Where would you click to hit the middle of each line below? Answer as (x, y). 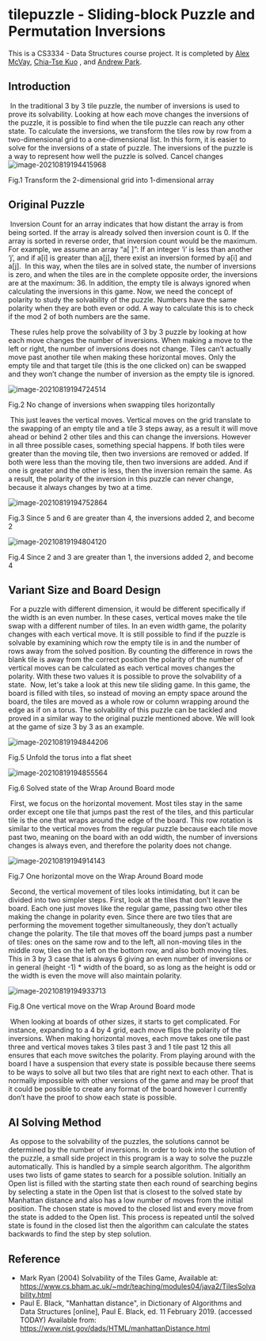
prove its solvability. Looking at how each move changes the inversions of (129, 114)
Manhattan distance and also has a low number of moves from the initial (126, 1200)
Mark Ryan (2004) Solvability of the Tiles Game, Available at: (119, 1278)
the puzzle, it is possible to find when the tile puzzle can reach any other (127, 122)
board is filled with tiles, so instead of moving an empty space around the (128, 693)
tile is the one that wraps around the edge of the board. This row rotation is (131, 820)
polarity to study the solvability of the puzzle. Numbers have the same (123, 299)
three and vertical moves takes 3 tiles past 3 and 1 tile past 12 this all (120, 1047)
